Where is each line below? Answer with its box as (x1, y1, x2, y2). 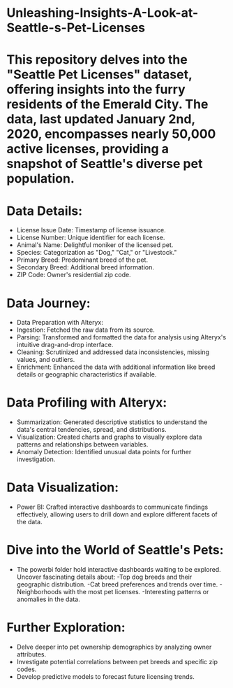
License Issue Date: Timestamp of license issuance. (16, 226, 166, 234)
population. (6, 171, 75, 187)
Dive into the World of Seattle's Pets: (6, 542, 224, 558)
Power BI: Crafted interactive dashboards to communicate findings (16, 503, 209, 512)
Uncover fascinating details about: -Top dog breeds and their (16, 573, 193, 582)
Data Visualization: (6, 479, 119, 496)
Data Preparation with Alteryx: (16, 318, 104, 327)
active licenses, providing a (6, 141, 169, 157)
